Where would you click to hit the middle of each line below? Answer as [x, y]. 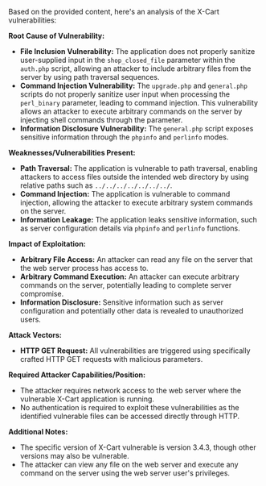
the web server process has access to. [84, 268]
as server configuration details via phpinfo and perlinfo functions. [130, 228]
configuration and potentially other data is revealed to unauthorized [131, 311]
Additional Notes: [38, 432]
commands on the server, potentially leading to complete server [126, 285]
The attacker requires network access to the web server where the [131, 390]
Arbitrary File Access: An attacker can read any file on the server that [136, 260]
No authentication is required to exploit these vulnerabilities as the [129, 407]
